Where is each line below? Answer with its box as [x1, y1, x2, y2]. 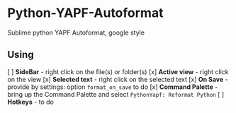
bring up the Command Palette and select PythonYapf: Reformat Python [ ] [7, 90, 225, 98]
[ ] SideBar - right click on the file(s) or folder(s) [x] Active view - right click [7, 67, 229, 76]
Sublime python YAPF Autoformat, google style [7, 28, 145, 37]
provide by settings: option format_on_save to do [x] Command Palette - [7, 83, 218, 91]
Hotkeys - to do [7, 97, 55, 106]
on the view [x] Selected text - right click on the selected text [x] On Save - [7, 75, 228, 83]
